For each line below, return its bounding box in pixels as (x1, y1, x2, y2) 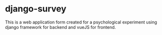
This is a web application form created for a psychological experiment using (5, 19, 157, 25)
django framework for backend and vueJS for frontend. (5, 24, 116, 30)
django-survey (5, 3, 67, 14)
